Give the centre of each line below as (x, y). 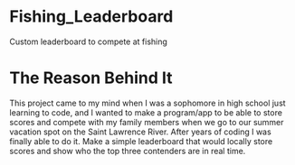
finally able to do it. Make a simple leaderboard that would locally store (141, 141)
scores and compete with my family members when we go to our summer (147, 122)
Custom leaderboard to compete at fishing (88, 41)
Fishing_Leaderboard (91, 17)
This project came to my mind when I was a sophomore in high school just (148, 103)
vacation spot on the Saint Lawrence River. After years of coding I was (140, 132)
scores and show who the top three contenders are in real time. (128, 151)
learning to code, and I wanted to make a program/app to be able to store (146, 112)
